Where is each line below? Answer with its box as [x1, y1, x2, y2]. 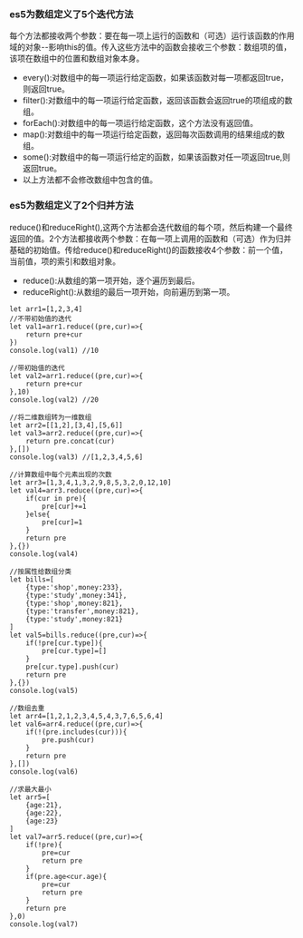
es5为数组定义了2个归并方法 [9, 200, 134, 212]
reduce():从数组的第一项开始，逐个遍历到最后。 [22, 275, 201, 286]
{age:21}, [25, 800, 63, 809]
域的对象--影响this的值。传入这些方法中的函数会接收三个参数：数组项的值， [9, 42, 292, 53]
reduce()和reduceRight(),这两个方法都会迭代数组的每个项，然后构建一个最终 [9, 221, 293, 232]
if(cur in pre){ [25, 493, 88, 503]
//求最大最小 [9, 785, 52, 794]
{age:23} [25, 816, 59, 826]
